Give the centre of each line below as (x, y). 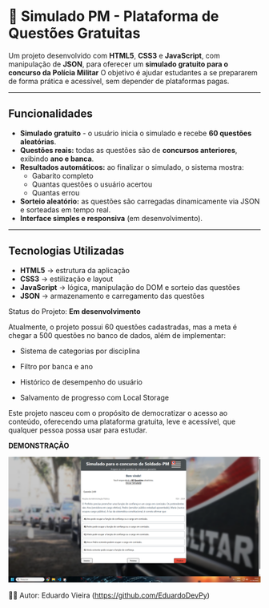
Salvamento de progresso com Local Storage (94, 397)
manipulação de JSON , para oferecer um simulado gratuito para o (118, 64)
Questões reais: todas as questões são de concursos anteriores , (128, 150)
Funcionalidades (51, 114)
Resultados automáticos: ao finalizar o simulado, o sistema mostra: (132, 167)
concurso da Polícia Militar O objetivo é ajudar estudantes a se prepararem (133, 72)
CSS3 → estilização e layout (66, 279)
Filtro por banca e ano (56, 366)
